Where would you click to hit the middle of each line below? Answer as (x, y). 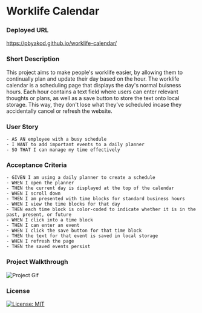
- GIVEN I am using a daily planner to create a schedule (81, 178)
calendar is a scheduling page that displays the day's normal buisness (94, 85)
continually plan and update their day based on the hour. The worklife (93, 79)
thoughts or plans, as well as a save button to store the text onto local (93, 98)
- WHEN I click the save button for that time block (74, 231)
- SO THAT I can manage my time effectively (63, 150)
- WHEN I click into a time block (50, 220)
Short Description (33, 59)
